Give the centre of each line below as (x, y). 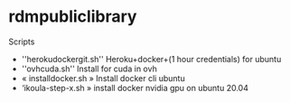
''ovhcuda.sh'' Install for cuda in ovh (89, 69)
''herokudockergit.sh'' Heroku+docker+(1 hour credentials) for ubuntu (151, 59)
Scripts (22, 42)
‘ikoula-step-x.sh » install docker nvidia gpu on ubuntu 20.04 (135, 88)
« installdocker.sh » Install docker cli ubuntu (103, 78)
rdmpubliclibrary (73, 17)
